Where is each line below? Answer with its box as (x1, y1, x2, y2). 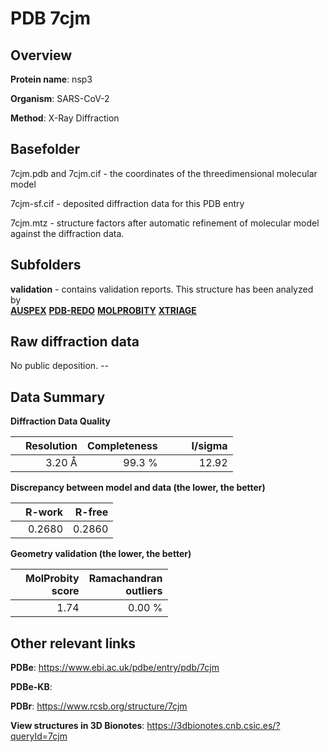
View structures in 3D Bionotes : (10, 720, 145, 732)
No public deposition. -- (10, 360, 109, 372)
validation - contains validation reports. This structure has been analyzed (10, 283, 314, 295)
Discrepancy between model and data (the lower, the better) (10, 482, 266, 494)
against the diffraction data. (10, 227, 125, 239)
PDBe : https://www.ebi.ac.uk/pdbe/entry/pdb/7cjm (10, 662, 220, 674)
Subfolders (10, 257, 82, 274)
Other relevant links (10, 635, 137, 652)
